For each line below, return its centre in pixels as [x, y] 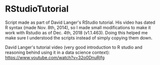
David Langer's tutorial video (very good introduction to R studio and [74, 47]
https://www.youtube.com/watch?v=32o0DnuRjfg [55, 57]
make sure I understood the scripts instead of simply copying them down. [79, 38]
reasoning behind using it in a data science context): [58, 52]
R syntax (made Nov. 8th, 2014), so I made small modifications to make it [78, 27]
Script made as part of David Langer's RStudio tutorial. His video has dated [80, 22]
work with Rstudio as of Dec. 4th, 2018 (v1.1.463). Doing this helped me [76, 32]
